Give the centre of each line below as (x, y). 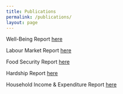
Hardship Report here (32, 73)
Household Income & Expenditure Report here (61, 85)
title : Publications (31, 11)
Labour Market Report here (39, 51)
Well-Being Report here (34, 39)
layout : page (22, 22)
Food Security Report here (38, 62)
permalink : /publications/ (39, 17)
